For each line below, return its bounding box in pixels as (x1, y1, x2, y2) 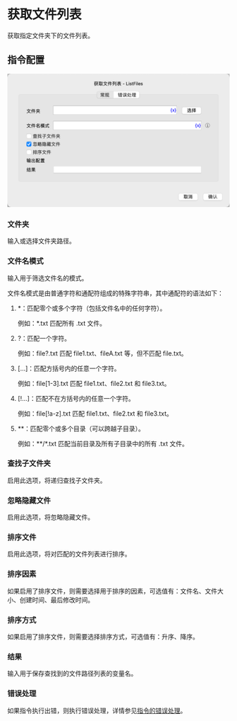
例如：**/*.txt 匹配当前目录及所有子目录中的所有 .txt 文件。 (17, 439, 189, 448)
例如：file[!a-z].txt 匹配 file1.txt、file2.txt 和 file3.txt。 (17, 409, 173, 418)
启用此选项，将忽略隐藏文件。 (7, 513, 94, 521)
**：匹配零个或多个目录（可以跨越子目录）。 (17, 424, 145, 433)
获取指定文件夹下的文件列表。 (7, 31, 94, 40)
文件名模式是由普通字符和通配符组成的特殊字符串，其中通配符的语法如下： (7, 288, 224, 297)
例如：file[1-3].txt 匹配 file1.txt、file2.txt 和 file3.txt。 (17, 379, 171, 387)
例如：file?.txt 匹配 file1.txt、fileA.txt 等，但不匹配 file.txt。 (17, 348, 188, 358)
